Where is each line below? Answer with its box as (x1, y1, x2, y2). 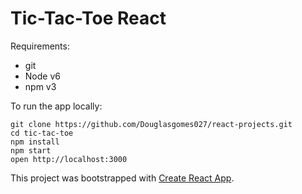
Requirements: (10, 40, 70, 52)
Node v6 (24, 70, 61, 82)
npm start (10, 145, 52, 156)
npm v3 (24, 80, 57, 92)
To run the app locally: (10, 100, 103, 112)
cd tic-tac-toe (10, 128, 74, 138)
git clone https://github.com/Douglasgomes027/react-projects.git (10, 119, 293, 129)
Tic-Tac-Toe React (10, 7, 167, 30)
